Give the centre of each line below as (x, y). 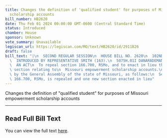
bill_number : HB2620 (27, 19)
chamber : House (21, 33)
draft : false (19, 51)
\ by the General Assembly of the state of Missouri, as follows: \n (82, 74)
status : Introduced (25, 28)
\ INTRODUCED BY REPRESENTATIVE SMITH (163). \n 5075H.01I (73, 61)
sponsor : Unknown (23, 38)
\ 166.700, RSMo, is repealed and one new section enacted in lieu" (82, 79)
